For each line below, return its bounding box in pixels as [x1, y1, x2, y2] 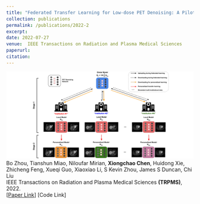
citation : [6, 54, 31, 60]
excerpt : [6, 29, 28, 35]
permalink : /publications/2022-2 [6, 22, 89, 28]
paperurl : [6, 48, 31, 54]
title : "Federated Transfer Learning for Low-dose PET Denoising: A [6, 10, 180, 16]
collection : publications [6, 16, 70, 22]
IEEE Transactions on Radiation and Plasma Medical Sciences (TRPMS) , [6, 178, 183, 186]
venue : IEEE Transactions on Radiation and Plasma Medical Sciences [6, 41, 183, 47]
